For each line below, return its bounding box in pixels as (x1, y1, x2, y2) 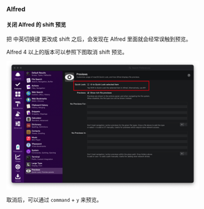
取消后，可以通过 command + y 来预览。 (6, 196, 103, 203)
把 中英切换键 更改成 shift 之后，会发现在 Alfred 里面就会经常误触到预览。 (6, 35, 191, 43)
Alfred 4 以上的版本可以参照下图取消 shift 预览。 (6, 48, 128, 56)
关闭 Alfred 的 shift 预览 (6, 21, 67, 28)
